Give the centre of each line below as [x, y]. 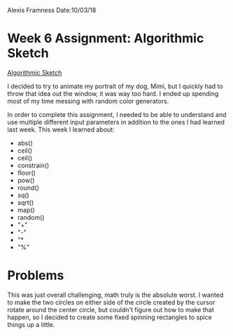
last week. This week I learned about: [61, 129]
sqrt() [26, 202]
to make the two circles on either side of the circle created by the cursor [111, 302]
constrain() [33, 165]
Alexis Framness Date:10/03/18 [52, 10]
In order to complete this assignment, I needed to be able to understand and [117, 114]
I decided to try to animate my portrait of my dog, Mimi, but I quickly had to [115, 86]
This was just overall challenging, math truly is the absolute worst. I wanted [115, 295]
